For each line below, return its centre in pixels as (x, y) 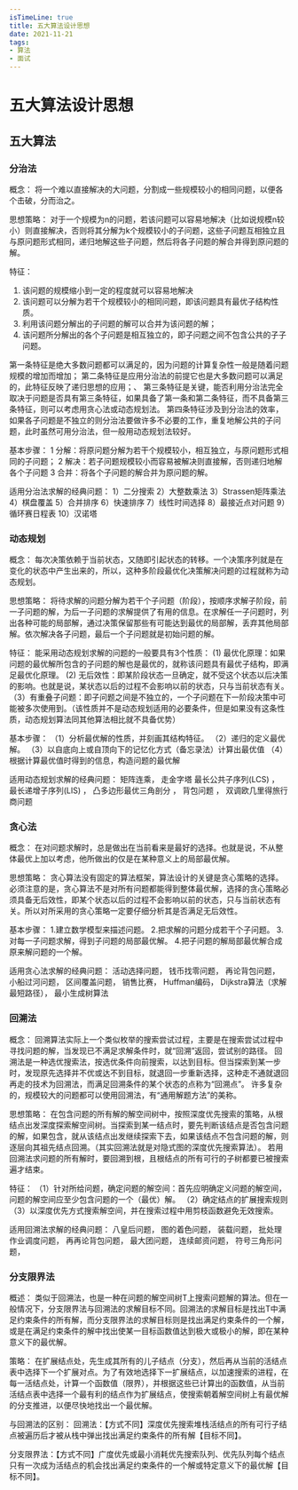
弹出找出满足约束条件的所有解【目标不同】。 (166, 1436)
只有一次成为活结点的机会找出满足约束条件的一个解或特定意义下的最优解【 (145, 1465)
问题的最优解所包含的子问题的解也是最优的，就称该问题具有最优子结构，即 (145, 664)
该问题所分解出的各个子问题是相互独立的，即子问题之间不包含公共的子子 (154, 335)
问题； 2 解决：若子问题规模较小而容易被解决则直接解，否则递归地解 (157, 461)
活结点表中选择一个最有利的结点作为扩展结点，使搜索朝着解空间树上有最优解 (149, 1394)
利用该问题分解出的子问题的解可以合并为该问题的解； (119, 323)
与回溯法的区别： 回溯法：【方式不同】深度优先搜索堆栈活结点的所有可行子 (144, 1424)
